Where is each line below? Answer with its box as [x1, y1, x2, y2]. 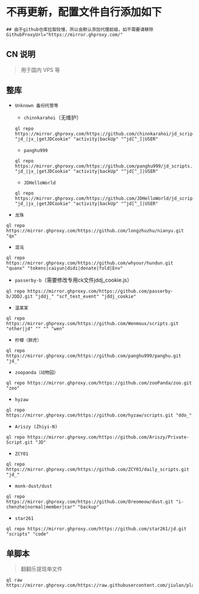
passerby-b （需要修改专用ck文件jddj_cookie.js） [14, 276, 133, 283]
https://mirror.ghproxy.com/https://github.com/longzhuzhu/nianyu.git [6, 228, 184, 233]
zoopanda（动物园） [14, 369, 59, 375]
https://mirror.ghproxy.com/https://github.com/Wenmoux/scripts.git [6, 320, 179, 327]
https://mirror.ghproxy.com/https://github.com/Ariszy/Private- [27, 434, 190, 440]
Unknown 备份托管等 [14, 102, 59, 109]
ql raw [6, 577, 23, 583]
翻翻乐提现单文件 [20, 565, 63, 573]
